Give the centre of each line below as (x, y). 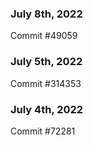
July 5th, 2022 (46, 62)
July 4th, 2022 (47, 109)
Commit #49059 (44, 36)
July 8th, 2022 (46, 14)
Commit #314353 (46, 83)
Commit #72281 (43, 131)
